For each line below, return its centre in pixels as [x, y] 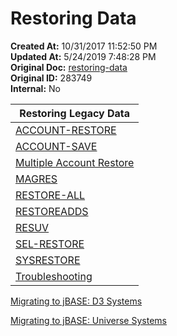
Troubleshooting [54, 276]
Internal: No [35, 88]
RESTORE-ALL [50, 195]
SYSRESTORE [48, 260]
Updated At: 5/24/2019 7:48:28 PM [83, 56]
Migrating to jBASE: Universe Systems [88, 320]
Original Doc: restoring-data [69, 67]
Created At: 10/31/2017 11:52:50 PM [84, 46]
